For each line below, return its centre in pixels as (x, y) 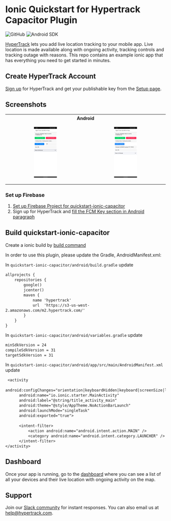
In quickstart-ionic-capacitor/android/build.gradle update (69, 265)
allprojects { (20, 275)
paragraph (24, 217)
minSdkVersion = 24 (26, 345)
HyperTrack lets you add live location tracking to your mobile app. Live (79, 44)
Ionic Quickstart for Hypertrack (73, 9)
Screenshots (26, 105)
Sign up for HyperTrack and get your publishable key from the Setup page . (83, 89)
